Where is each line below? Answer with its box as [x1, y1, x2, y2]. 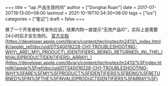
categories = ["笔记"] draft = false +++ [5, 16, 85, 21]
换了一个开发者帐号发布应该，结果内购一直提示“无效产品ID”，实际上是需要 [5, 26, 158, 32]
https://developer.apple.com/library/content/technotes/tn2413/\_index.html [6, 38, 161, 44]
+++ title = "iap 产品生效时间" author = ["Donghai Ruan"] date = [5, 4, 136, 10]
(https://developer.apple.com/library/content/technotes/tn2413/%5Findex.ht [5, 59, 162, 65]
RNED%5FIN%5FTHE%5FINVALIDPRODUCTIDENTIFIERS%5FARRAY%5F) [5, 75, 158, 81]
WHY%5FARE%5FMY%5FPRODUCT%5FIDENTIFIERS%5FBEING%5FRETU [5, 70, 160, 76]
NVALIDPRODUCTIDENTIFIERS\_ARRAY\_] [5, 54, 92, 60]
